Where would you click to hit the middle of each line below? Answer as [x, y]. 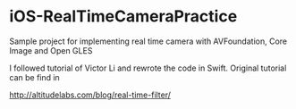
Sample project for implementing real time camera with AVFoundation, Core [148, 41]
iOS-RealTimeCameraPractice [123, 17]
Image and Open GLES [51, 50]
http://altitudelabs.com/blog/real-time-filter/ [90, 95]
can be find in [34, 77]
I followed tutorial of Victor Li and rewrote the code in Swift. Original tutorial [148, 68]
